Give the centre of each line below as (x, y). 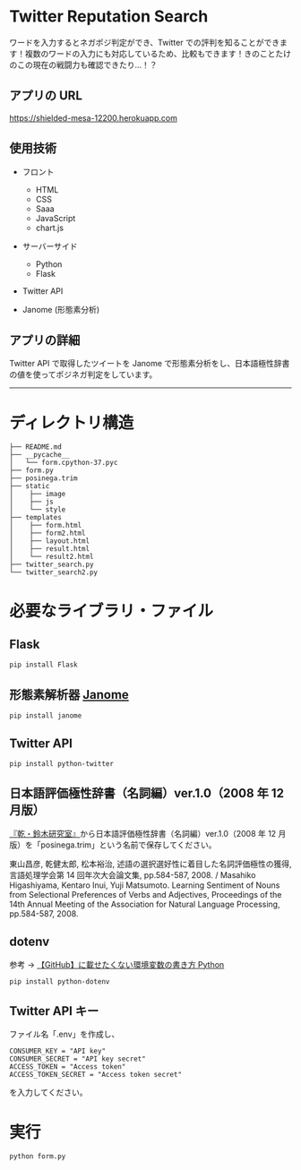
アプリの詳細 (45, 340)
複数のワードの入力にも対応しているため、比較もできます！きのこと (150, 53)
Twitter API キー (54, 1011)
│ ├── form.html (46, 526)
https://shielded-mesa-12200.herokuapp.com (93, 117)
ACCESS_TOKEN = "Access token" (68, 1067)
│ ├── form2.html (48, 533)
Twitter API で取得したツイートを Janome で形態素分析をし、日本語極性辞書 (150, 364)
